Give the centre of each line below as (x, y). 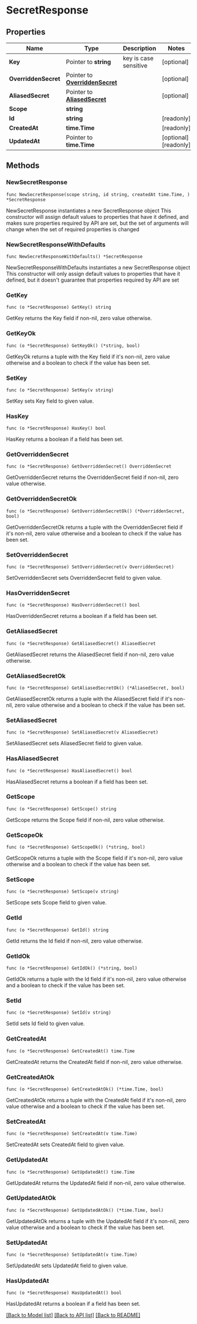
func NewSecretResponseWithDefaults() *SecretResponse (74, 256)
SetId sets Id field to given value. (45, 1024)
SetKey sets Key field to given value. (50, 401)
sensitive (135, 65)
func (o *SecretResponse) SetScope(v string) (62, 892)
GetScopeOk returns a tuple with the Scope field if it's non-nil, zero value (94, 858)
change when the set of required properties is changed (73, 229)
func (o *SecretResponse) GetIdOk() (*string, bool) (72, 968)
